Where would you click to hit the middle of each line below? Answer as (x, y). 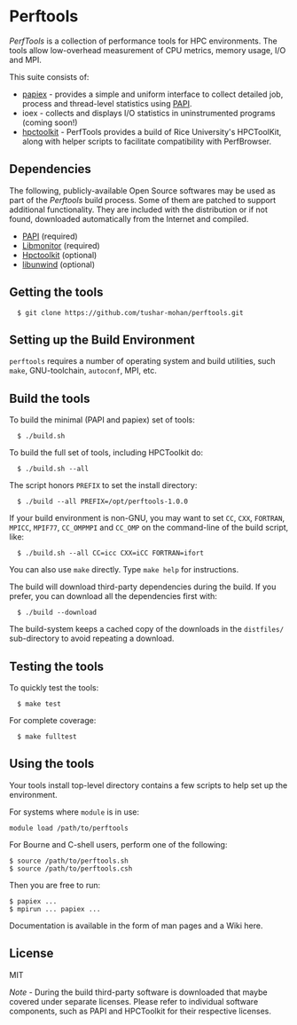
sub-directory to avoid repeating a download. (92, 639)
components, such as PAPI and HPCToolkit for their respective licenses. (141, 1011)
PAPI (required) (50, 236)
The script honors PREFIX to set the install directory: (103, 485)
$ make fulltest (47, 737)
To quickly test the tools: (54, 688)
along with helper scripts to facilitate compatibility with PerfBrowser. (147, 141)
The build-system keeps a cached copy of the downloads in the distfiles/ (147, 629)
